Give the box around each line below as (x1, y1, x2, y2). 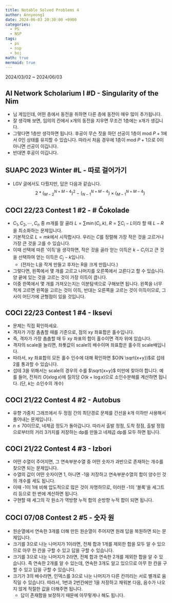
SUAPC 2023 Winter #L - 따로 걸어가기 (5, 166, 127, 175)
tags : (5, 36, 17, 42)
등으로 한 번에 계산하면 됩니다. (18, 490, 79, 496)
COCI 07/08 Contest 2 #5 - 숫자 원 (5, 513, 114, 522)
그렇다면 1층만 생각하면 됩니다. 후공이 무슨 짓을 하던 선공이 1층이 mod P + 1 (12, 130, 163, 136)
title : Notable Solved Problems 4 (5, 7, 80, 13)
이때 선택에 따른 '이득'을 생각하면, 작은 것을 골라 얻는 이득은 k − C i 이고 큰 (12, 247, 159, 254)
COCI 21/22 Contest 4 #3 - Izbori (5, 444, 112, 453)
